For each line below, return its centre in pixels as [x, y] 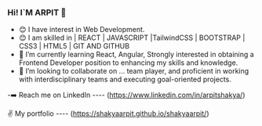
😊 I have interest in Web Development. [82, 30]
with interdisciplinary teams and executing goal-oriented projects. [125, 79]
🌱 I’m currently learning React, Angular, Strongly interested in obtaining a [136, 55]
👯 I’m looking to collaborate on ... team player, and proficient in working [134, 71]
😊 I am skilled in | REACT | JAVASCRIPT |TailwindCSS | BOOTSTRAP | [132, 38]
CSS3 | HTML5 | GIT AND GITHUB [74, 46]
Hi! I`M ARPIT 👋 [37, 13]
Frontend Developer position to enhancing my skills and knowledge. [128, 63]
